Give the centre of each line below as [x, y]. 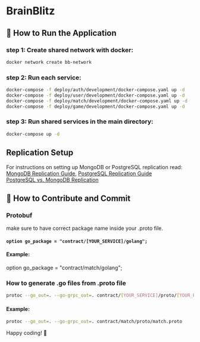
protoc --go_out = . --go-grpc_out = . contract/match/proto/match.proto [94, 322]
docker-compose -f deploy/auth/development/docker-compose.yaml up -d [96, 90]
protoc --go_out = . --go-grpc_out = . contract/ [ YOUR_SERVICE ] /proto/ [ [93, 296]
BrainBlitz [31, 11]
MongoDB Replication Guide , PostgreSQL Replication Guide [79, 173]
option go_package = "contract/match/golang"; [64, 268]
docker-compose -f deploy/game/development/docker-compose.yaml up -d [96, 106]
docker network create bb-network [49, 62]
